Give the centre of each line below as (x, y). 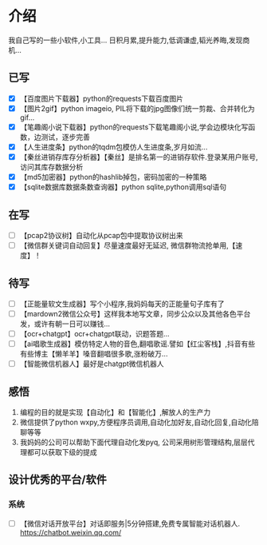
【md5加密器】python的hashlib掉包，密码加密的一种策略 (113, 177)
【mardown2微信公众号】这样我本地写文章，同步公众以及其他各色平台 (135, 314)
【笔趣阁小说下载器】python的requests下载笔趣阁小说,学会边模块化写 (134, 127)
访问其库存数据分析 (51, 167)
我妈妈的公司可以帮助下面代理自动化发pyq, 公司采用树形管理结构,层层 (134, 442)
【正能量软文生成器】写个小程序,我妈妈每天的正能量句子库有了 (122, 304)
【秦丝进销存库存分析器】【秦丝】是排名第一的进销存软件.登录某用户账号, (139, 157)
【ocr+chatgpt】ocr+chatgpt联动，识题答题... (94, 334)
